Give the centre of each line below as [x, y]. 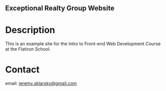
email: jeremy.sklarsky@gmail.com [41, 83]
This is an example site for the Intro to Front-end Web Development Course [83, 44]
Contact [22, 69]
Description [30, 30]
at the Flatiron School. [28, 49]
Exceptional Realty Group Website [60, 8]
